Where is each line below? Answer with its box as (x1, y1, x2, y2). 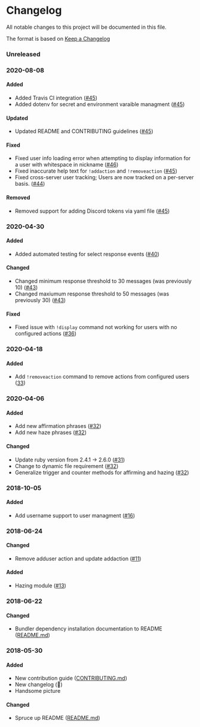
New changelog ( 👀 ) (14, 681, 63, 688)
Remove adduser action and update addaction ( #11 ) (14, 555, 141, 562)
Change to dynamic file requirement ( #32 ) (14, 462, 119, 469)
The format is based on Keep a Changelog (6, 35, 110, 42)
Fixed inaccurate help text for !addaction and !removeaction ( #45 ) (14, 167, 178, 174)
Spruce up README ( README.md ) (14, 714, 100, 722)
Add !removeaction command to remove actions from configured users (14, 373, 190, 381)
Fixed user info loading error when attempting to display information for (14, 155, 191, 162)
